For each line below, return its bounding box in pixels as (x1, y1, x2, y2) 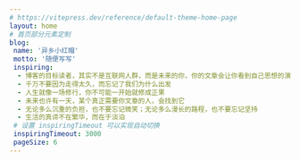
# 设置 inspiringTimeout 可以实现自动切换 (12, 122, 161, 131)
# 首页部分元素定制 (9, 30, 71, 38)
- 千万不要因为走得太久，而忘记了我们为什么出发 (17, 80, 172, 89)
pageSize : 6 (12, 138, 58, 147)
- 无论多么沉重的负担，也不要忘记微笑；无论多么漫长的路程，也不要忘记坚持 (17, 105, 258, 114)
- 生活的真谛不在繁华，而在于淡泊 (17, 113, 126, 122)
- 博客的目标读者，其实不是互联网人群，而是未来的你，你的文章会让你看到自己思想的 (17, 72, 285, 80)
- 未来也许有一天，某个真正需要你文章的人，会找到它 (17, 96, 186, 106)
